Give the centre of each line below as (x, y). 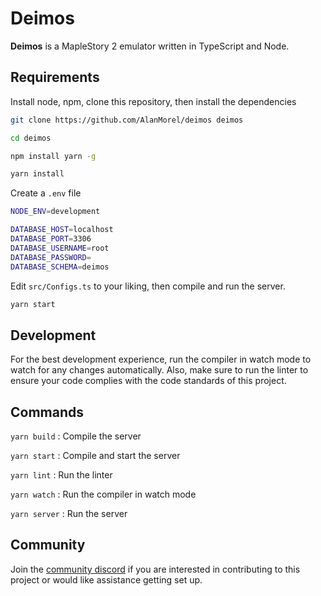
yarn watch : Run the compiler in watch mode (103, 494)
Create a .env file (46, 193)
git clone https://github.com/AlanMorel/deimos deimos (127, 120)
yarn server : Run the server (69, 513)
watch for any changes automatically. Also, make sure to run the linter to (159, 370)
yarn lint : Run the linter (61, 475)
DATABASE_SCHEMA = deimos (60, 267)
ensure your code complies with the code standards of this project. (148, 381)
